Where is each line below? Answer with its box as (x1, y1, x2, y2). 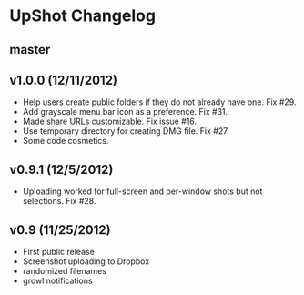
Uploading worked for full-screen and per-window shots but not (22, 186, 263, 197)
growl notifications (22, 275, 93, 287)
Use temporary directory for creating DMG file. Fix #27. (22, 126, 229, 137)
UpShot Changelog (9, 5, 157, 26)
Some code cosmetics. (22, 136, 109, 147)
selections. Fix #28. (22, 196, 96, 207)
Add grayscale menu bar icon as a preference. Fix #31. (22, 107, 228, 117)
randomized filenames (22, 266, 107, 277)
